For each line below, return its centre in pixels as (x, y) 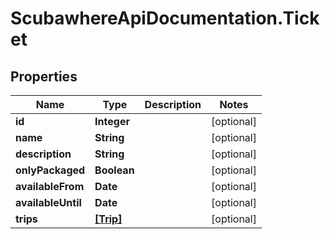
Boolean (114, 170)
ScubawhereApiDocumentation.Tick (165, 18)
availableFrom (50, 186)
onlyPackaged (50, 170)
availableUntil (48, 202)
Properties (44, 76)
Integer (112, 121)
